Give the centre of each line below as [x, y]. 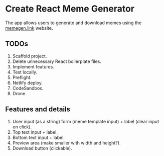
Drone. [19, 93]
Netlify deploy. [27, 83]
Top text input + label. [35, 132]
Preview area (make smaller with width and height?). [66, 143]
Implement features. [33, 66]
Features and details [38, 109]
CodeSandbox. [28, 88]
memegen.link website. [29, 28]
